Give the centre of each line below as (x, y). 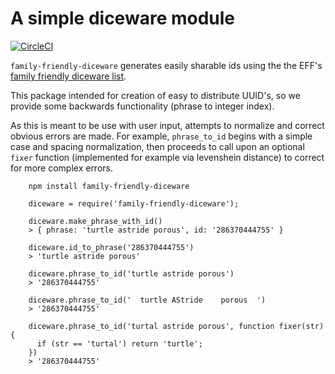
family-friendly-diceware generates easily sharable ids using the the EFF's (166, 65)
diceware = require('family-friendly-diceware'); (134, 203)
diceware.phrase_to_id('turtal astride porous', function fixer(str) (176, 326)
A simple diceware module (123, 18)
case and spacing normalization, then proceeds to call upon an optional (157, 146)
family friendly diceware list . (68, 76)
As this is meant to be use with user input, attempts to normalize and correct (167, 125)
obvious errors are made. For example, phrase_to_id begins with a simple (161, 136)
